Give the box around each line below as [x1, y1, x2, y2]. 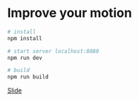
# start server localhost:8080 [7, 47, 99, 54]
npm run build [7, 73, 49, 81]
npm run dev [7, 54, 42, 61]
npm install [7, 35, 42, 42]
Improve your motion [7, 5, 133, 21]
